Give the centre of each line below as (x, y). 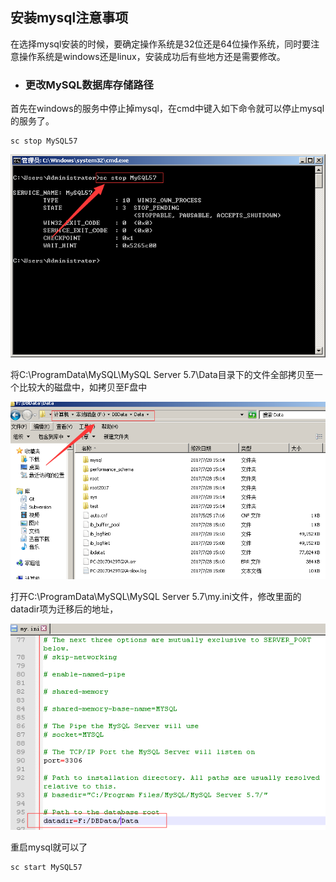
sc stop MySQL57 (44, 141)
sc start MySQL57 (46, 868)
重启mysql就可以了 (49, 847)
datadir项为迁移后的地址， (64, 609)
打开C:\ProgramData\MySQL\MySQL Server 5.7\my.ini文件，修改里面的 (156, 596)
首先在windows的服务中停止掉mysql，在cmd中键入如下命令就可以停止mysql (167, 109)
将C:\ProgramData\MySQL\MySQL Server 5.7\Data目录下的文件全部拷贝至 (162, 375)
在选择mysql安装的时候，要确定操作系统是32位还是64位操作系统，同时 (156, 44)
